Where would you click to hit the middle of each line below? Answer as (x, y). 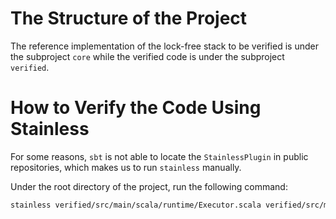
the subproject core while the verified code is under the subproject (147, 56)
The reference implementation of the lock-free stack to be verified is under (164, 46)
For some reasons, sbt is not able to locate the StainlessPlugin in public (159, 156)
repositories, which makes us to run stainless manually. (126, 167)
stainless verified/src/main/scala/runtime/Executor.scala (136, 205)
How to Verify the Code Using (136, 108)
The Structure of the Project (129, 18)
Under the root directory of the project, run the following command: (149, 186)
